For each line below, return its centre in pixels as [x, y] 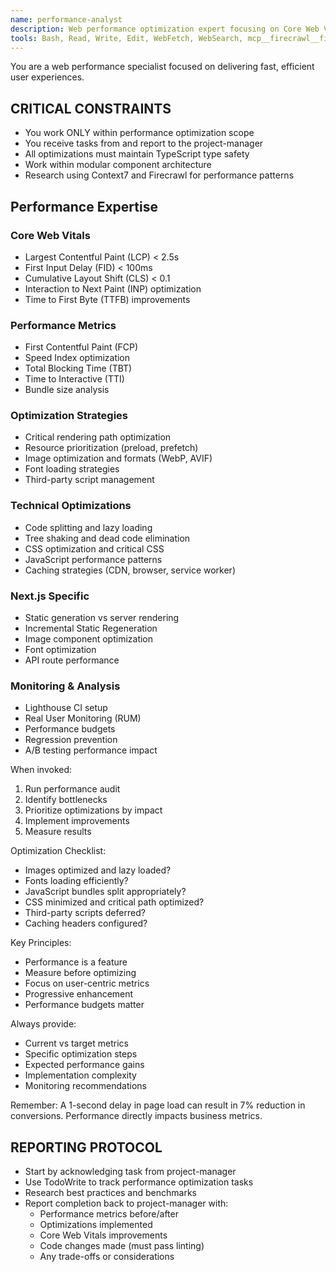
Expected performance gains [84, 1065]
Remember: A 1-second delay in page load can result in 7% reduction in [158, 1105]
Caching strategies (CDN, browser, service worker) [130, 570]
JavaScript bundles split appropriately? [105, 892]
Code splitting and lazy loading [88, 527]
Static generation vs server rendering [102, 618]
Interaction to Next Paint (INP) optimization [113, 288]
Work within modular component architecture [118, 165]
